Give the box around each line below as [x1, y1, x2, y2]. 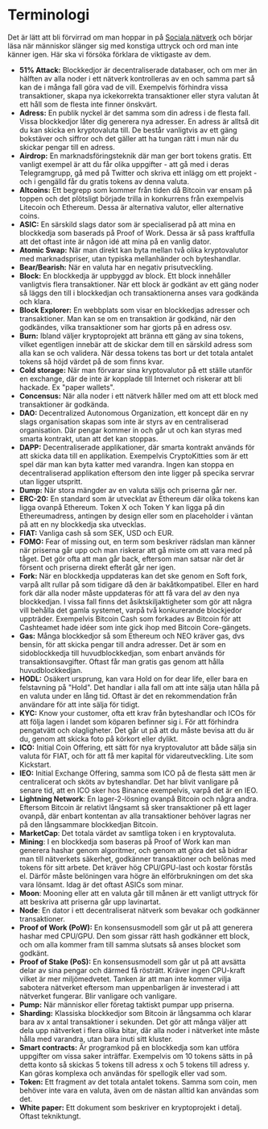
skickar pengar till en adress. [19, 142, 116, 152]
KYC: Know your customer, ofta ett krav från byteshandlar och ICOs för [19, 708, 257, 717]
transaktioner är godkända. [19, 399, 109, 409]
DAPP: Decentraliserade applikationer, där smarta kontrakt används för [19, 442, 255, 452]
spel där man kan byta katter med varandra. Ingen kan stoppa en [19, 459, 234, 469]
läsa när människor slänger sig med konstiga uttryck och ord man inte [7, 40, 239, 50]
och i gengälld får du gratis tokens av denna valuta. [19, 176, 190, 186]
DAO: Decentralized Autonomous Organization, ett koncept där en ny [19, 408, 249, 417]
